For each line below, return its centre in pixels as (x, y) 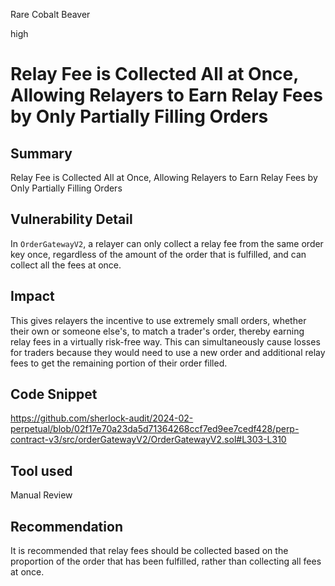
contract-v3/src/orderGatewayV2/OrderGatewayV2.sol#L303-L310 (148, 440)
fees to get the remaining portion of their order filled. (119, 363)
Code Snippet (54, 394)
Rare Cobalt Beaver (50, 14)
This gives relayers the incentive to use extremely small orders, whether (158, 320)
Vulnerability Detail (71, 219)
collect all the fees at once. (66, 265)
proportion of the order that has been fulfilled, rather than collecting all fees (166, 561)
